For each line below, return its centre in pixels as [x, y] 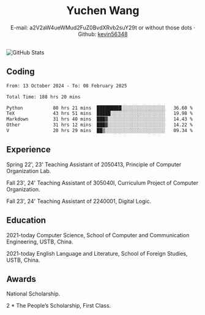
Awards [21, 279]
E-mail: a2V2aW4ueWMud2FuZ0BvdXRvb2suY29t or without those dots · [103, 28]
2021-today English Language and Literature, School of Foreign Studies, [97, 253]
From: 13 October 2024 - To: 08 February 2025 [67, 86]
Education [26, 220]
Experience [28, 150]
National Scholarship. [33, 294]
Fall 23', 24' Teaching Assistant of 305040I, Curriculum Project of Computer [102, 183]
